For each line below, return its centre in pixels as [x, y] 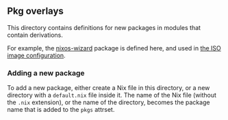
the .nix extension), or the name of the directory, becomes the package [109, 102]
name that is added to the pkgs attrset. [61, 110]
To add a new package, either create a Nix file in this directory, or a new [109, 88]
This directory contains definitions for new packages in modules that [104, 27]
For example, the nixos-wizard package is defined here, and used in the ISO [114, 48]
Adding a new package [46, 73]
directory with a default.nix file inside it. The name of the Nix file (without [112, 95]
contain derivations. [35, 35]
